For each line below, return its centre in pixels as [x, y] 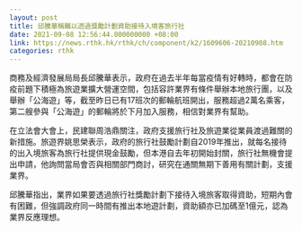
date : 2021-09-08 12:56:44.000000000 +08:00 [94, 34]
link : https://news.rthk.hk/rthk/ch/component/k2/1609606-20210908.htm [146, 43]
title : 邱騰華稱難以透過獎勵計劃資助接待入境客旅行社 [97, 26]
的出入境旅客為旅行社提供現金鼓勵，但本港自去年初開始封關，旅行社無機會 [147, 153]
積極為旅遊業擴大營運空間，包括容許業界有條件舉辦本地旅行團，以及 [166, 89]
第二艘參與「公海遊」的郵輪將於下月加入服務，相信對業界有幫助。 [131, 111]
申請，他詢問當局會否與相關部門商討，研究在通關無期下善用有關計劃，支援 [155, 164]
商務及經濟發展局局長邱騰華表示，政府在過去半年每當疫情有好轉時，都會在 [147, 78]
